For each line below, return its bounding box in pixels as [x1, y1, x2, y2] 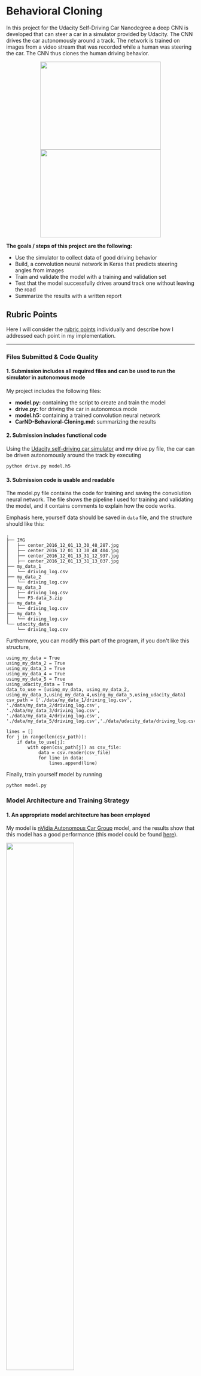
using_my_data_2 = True [6, 660, 66, 666]
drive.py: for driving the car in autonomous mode [14, 405, 138, 412]
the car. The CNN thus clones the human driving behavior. [6, 49, 150, 56]
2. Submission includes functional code [6, 431, 107, 439]
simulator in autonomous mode [6, 374, 86, 381]
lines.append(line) [48, 760, 98, 767]
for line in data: [38, 755, 84, 761]
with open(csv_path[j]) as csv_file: [28, 744, 121, 750]
